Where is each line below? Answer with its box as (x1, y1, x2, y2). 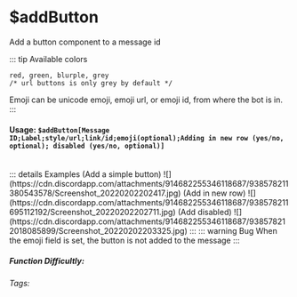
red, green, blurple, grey (9, 70, 109, 80)
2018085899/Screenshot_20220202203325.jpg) (9, 226, 189, 237)
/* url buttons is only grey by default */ (9, 78, 173, 87)
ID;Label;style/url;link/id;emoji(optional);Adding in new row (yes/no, (9, 133, 285, 142)
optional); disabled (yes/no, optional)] (9, 141, 165, 150)
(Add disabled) (177, 207, 233, 218)
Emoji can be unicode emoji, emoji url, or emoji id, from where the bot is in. (9, 94, 283, 105)
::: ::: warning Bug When (189, 226, 277, 237)
